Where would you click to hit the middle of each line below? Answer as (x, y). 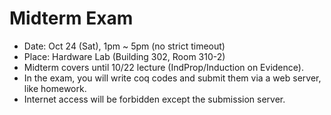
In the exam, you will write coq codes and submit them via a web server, (172, 78)
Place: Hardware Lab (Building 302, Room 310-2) (124, 56)
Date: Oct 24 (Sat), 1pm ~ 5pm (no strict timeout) (124, 46)
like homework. (55, 88)
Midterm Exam (71, 18)
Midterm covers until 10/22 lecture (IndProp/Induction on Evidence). (163, 67)
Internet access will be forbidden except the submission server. (154, 99)
